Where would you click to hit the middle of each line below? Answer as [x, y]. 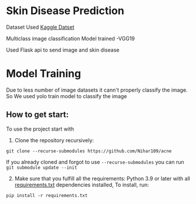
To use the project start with [40, 129]
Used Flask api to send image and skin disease [63, 50]
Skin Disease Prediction [65, 11]
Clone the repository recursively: [54, 140]
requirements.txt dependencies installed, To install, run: [82, 185]
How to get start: [38, 115]
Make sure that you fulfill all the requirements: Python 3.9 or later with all [102, 178]
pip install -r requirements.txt [47, 195]
